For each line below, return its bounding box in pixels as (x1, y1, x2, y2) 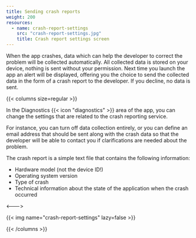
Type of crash (14, 178, 49, 185)
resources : (6, 19, 33, 25)
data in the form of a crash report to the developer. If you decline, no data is (6, 77, 191, 84)
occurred (14, 191, 37, 198)
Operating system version (14, 172, 78, 179)
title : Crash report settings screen (17, 36, 110, 42)
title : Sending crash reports (6, 8, 81, 15)
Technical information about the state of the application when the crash (14, 185, 189, 192)
